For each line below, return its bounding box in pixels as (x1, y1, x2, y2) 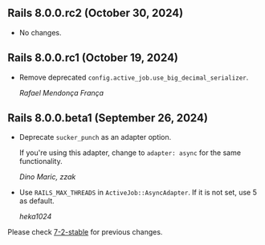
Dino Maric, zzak (18, 172, 76, 182)
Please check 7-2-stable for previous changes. (7, 227, 163, 237)
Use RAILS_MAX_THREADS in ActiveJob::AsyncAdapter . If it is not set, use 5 (18, 188, 258, 198)
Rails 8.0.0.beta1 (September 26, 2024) (7, 112, 208, 125)
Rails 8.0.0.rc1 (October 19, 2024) (7, 51, 178, 65)
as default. (18, 196, 55, 206)
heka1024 (18, 212, 52, 222)
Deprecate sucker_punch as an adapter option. (18, 133, 172, 142)
